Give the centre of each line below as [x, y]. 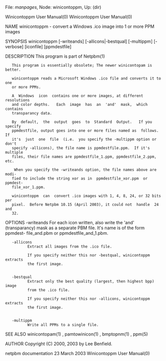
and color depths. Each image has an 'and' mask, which [80, 104]
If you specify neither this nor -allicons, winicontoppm [88, 299]
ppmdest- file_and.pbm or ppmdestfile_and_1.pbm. [57, 233]
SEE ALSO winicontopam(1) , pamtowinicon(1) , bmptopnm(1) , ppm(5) [77, 334]
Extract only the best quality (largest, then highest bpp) [91, 281]
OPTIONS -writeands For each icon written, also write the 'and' [70, 223]
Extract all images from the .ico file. [70, 247]
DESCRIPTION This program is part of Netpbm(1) [55, 56]
